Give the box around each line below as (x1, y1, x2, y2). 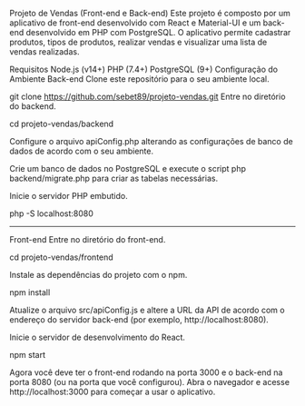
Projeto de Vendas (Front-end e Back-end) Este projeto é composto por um (9, 8, 290, 18)
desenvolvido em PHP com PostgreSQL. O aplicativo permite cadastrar (25, 27, 291, 37)
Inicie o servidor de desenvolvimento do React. (9, 332, 186, 342)
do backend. (9, 101, 56, 112)
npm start (9, 350, 46, 360)
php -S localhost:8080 (9, 208, 93, 219)
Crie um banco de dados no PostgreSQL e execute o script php (9, 163, 247, 173)
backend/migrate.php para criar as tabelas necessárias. (9, 173, 219, 183)
